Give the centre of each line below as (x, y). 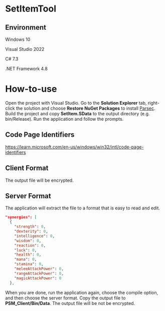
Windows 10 (18, 39)
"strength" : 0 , (30, 227)
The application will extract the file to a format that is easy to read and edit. (83, 208)
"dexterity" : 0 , (31, 231)
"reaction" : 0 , (30, 245)
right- (153, 103)
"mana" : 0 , (26, 260)
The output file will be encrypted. (39, 180)
